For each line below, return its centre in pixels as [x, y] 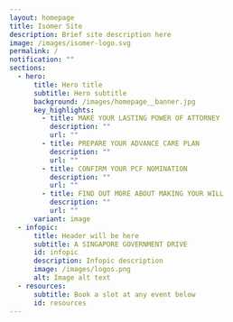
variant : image [62, 219]
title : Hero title [68, 85]
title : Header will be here [86, 235]
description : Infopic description [98, 261]
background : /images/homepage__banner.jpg [114, 101]
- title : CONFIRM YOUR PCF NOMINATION [115, 169]
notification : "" [42, 60]
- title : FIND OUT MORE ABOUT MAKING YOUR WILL [133, 194]
